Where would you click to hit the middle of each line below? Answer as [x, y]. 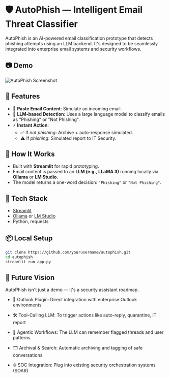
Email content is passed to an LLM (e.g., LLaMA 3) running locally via [86, 172]
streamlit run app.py [28, 262]
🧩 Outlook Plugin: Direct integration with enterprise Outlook [75, 300]
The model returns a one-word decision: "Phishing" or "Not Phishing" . [87, 182]
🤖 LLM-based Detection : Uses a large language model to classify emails [89, 114]
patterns [21, 338]
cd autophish [19, 257]
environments [27, 305]
